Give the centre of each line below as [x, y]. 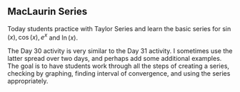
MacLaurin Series [47, 12]
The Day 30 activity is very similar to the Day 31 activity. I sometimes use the [120, 51]
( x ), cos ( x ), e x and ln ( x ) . [43, 37]
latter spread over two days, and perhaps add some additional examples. [115, 59]
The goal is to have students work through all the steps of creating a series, [119, 66]
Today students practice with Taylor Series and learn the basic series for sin [119, 28]
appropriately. [28, 81]
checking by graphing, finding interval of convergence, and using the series [119, 74]
